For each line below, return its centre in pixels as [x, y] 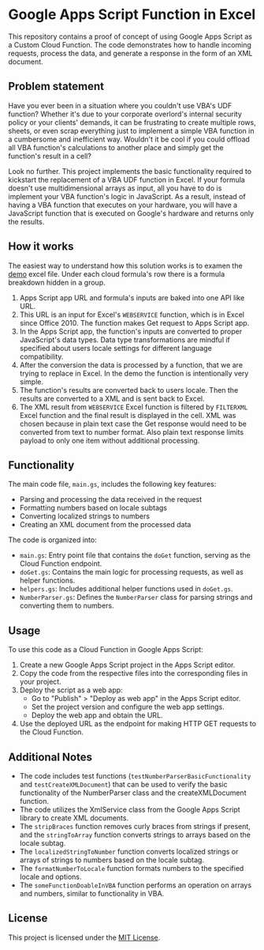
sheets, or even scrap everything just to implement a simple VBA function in [131, 130]
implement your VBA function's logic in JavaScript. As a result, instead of [127, 196]
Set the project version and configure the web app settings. [128, 707]
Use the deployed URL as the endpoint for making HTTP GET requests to [138, 724]
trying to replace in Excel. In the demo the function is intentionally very [134, 373]
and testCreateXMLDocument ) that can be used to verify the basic [123, 784]
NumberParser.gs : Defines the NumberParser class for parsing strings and [136, 598]
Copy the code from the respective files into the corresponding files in [134, 673]
